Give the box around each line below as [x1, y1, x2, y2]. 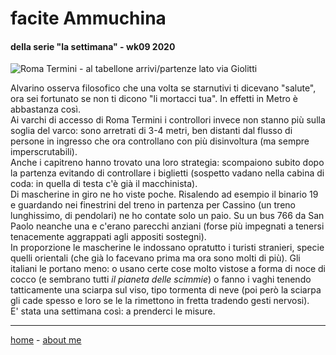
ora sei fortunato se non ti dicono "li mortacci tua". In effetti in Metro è [10, 93, 298, 105]
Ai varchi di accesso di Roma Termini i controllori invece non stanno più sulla [10, 114, 326, 126]
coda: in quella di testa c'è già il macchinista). [10, 178, 198, 190]
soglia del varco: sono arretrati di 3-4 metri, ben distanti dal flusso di [10, 125, 293, 137]
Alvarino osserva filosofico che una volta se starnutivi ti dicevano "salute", [10, 82, 317, 94]
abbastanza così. [10, 103, 81, 116]
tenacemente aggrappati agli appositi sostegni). [10, 231, 207, 243]
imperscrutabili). [10, 146, 78, 158]
